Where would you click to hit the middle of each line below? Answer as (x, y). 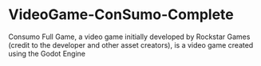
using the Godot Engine (47, 53)
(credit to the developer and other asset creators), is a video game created (131, 45)
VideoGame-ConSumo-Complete (121, 15)
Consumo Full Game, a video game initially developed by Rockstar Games (129, 37)
